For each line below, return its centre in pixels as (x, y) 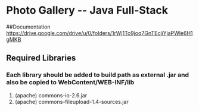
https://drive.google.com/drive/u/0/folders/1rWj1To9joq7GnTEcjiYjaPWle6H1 (99, 33)
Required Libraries (41, 58)
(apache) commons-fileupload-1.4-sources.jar (72, 102)
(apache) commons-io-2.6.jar (51, 95)
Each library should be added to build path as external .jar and (98, 75)
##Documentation (28, 27)
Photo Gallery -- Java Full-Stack (87, 10)
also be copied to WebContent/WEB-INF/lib (70, 83)
